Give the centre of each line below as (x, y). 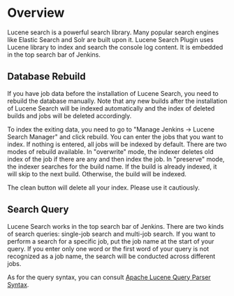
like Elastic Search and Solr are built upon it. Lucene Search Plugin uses (111, 39)
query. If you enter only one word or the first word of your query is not (108, 248)
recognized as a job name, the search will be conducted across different (111, 256)
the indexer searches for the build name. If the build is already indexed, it (112, 167)
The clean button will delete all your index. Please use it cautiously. (104, 188)
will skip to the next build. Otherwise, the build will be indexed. (97, 174)
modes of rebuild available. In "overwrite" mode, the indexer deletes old (110, 151)
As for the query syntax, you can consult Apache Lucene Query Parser (109, 277)
